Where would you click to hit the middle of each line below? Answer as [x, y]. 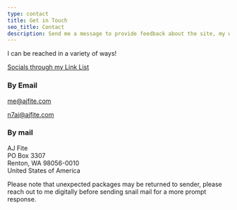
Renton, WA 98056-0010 [43, 163]
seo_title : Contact [36, 27]
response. [22, 199]
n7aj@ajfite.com [31, 114]
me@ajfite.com [29, 101]
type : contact [28, 14]
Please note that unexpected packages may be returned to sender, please [115, 184]
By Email [22, 85]
